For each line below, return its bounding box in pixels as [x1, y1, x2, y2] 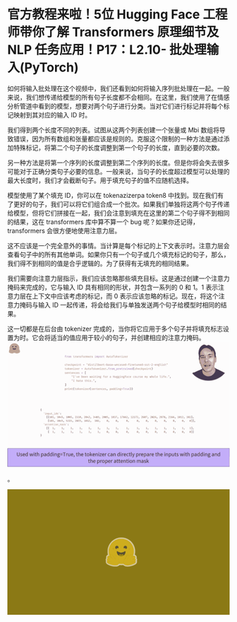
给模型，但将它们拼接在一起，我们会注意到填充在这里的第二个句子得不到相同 [7, 209, 230, 217]
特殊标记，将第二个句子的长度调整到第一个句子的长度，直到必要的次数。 [13, 143, 224, 152]
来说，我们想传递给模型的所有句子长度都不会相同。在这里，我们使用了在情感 [7, 93, 230, 101]
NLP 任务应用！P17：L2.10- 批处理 [7, 42, 207, 58]
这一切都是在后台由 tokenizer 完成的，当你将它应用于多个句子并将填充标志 [7, 324, 224, 333]
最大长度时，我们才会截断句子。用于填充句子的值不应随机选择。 [7, 176, 193, 184]
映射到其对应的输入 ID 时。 [13, 110, 92, 119]
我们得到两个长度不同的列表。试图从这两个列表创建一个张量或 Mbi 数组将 [7, 125, 220, 134]
